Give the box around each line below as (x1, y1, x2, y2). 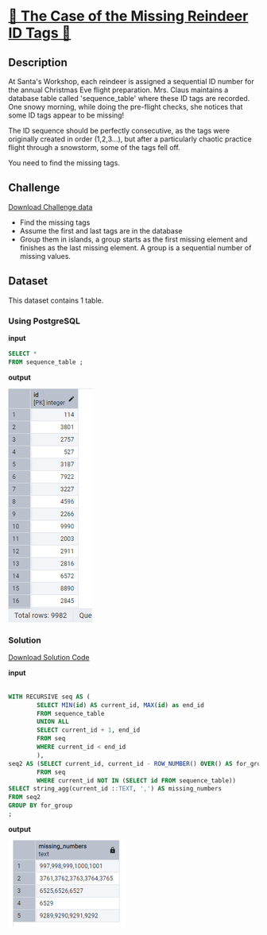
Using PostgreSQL (8, 315, 81, 326)
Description (8, 56, 68, 69)
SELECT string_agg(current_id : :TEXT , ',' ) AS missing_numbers (8, 785, 222, 793)
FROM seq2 (8, 794, 41, 802)
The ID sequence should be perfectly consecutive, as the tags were (8, 126, 230, 135)
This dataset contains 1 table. (8, 296, 104, 305)
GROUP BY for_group (8, 802, 73, 809)
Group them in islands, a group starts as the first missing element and (19, 234, 248, 244)
